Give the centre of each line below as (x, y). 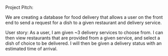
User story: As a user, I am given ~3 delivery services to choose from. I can (84, 32)
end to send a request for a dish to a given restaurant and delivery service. (83, 23)
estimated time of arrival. (31, 49)
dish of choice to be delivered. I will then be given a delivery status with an (83, 43)
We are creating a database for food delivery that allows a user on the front (84, 17)
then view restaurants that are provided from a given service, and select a (83, 38)
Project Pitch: (19, 7)
